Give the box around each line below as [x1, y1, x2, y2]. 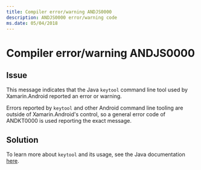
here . [6, 157, 19, 165]
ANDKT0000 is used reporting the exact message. [6, 117, 132, 125]
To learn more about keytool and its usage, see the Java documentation [6, 151, 186, 158]
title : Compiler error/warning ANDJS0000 [6, 8, 112, 15]
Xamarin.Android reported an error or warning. [6, 93, 122, 100]
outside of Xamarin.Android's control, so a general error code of [6, 111, 166, 118]
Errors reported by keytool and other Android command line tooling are [6, 104, 183, 112]
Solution [6, 134, 39, 145]
